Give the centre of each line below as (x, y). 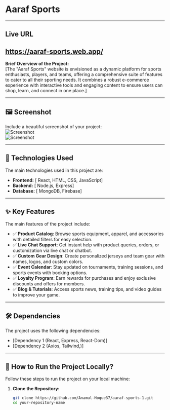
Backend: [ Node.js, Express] (43, 185)
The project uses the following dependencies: (53, 331)
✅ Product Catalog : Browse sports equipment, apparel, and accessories (88, 234)
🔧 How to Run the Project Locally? (59, 367)
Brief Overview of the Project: (37, 64)
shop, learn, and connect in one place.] (46, 91)
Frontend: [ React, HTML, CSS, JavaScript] (57, 180)
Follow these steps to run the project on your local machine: (68, 379)
